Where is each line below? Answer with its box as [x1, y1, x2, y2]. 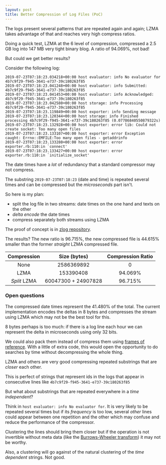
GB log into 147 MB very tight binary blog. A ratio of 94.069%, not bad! [5, 46, 150, 52]
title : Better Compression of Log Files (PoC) [5, 12, 103, 17]
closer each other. [5, 364, 42, 370]
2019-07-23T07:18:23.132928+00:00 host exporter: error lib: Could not [5, 122, 156, 127]
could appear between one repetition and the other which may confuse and [5, 414, 160, 420]
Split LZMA [11, 277, 37, 284]
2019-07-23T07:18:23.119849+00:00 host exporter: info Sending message [5, 109, 156, 114]
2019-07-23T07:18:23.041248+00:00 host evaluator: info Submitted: [5, 83, 148, 88]
